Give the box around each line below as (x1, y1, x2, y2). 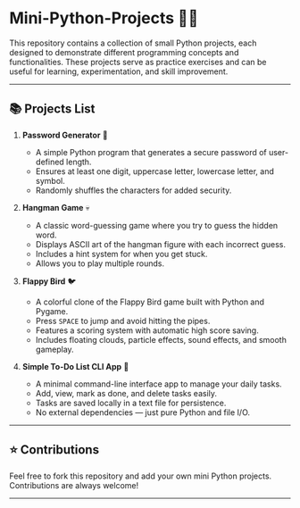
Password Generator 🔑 (21, 129, 109, 140)
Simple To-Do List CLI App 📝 (21, 361, 129, 371)
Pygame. (35, 305, 69, 316)
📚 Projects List (9, 102, 96, 117)
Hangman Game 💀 (21, 202, 90, 212)
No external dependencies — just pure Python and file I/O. (35, 406, 251, 418)
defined (35, 156, 64, 167)
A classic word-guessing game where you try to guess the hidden (35, 220, 279, 230)
